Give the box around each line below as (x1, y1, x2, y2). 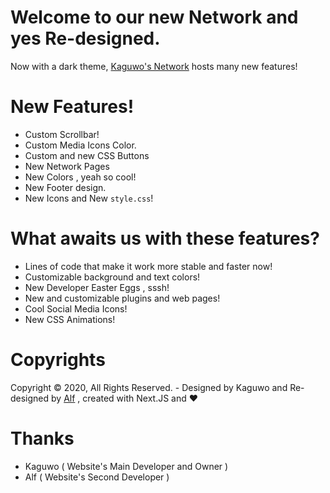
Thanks (10, 427, 75, 450)
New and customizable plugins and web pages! (24, 292, 221, 304)
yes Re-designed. (10, 27, 161, 50)
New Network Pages (24, 160, 110, 172)
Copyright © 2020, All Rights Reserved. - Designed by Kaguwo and (10, 381, 288, 393)
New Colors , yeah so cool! (24, 171, 137, 183)
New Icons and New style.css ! (24, 192, 154, 204)
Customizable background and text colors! (24, 271, 201, 283)
